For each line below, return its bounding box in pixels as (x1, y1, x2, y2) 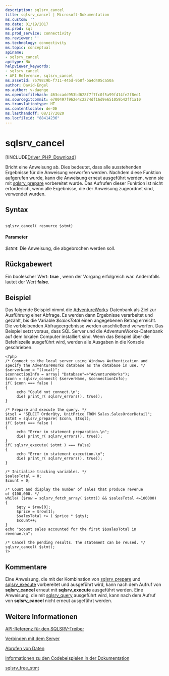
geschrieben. (5, 345, 33, 351)
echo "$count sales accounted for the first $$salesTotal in (5, 527, 137, 532)
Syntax (5, 205, 28, 214)
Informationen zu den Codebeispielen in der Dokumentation (5, 655, 130, 661)
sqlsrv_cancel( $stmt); (5, 544, 55, 550)
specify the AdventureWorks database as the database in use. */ (5, 363, 145, 368)
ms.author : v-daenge (5, 87, 49, 93)
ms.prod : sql (5, 26, 33, 31)
